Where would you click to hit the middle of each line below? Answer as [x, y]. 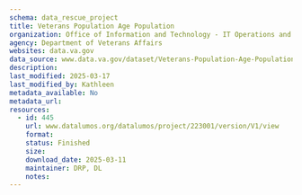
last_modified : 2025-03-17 [60, 76]
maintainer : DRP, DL [64, 168]
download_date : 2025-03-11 [76, 160]
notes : [38, 176]
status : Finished [58, 143]
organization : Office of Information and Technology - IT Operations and [151, 34]
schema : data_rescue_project [64, 18]
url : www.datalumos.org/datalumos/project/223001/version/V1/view [152, 127]
